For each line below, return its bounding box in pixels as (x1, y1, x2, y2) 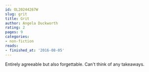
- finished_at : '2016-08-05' (5, 48, 65, 53)
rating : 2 (5, 25, 25, 30)
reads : (5, 43, 19, 48)
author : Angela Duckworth (5, 20, 58, 26)
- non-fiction (5, 39, 34, 44)
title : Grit (5, 16, 29, 21)
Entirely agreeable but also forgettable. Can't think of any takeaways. (5, 61, 145, 67)
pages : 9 (5, 30, 23, 35)
